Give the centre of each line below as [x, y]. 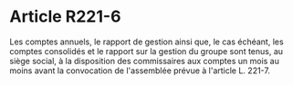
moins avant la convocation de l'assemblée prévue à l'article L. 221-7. [140, 71]
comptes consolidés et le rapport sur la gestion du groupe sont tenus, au [146, 51]
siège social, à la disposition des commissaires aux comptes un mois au [145, 61]
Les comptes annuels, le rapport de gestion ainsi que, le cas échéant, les [147, 42]
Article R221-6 [65, 17]
